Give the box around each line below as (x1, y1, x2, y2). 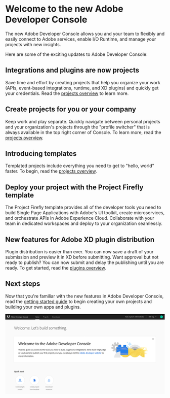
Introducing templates (5, 149, 77, 158)
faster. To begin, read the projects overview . (5, 168, 97, 174)
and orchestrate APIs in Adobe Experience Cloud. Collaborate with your (5, 215, 154, 221)
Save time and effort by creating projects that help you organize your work (5, 79, 160, 85)
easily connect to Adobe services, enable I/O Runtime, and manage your (5, 36, 156, 42)
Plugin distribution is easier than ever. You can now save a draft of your (5, 249, 154, 254)
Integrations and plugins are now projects (5, 66, 140, 75)
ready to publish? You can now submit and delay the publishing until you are (5, 259, 164, 266)
